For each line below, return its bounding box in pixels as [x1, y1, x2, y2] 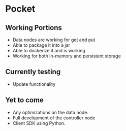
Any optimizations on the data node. [12, 109, 89, 115]
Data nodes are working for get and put [12, 37, 96, 43]
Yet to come [5, 96, 44, 105]
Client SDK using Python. [12, 120, 66, 126]
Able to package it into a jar [12, 42, 70, 48]
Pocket [5, 3, 36, 15]
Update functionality [12, 81, 56, 87]
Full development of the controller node [12, 115, 96, 121]
